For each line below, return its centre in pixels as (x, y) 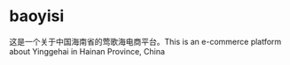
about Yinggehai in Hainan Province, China (87, 51)
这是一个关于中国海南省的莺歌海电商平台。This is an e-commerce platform (145, 41)
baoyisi (37, 16)
